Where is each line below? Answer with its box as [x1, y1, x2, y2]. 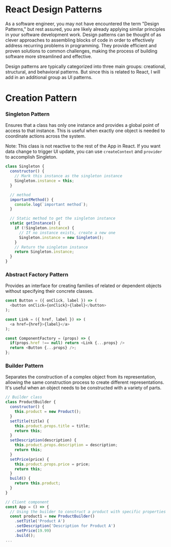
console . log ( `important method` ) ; [14, 202, 88, 207]
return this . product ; [14, 481, 60, 486]
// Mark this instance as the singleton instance [14, 174, 123, 179]
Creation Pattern [5, 92, 77, 104]
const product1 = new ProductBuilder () [10, 514, 95, 519]
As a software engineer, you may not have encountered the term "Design [5, 21, 159, 27]
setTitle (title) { [10, 419, 50, 424]
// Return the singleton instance [14, 244, 88, 250]
